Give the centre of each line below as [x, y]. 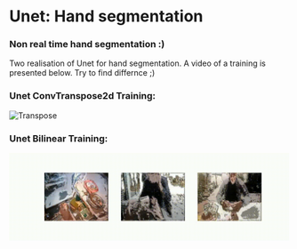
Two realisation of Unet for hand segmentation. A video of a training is [138, 63]
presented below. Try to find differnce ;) [82, 73]
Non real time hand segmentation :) [87, 44]
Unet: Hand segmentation [106, 16]
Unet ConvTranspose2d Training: [83, 96]
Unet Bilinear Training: [59, 138]
